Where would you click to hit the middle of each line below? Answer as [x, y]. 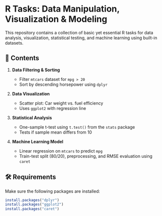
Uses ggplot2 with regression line [52, 108]
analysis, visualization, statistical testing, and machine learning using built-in [81, 38]
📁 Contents [22, 58]
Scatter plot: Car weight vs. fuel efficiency [61, 103]
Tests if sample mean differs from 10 [56, 132]
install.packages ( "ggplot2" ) [34, 204]
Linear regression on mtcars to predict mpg [61, 151]
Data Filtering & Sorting [36, 70]
